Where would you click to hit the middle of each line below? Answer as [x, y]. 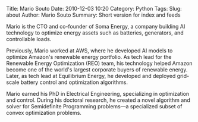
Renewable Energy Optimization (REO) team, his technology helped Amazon [99, 63]
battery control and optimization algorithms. [74, 82]
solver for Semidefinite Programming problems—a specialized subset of [94, 106]
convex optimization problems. [44, 113]
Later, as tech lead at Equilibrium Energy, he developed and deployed [91, 76]
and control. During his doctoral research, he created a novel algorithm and [98, 100]
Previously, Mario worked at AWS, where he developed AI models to [89, 51]
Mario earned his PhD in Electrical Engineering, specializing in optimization [98, 94]
